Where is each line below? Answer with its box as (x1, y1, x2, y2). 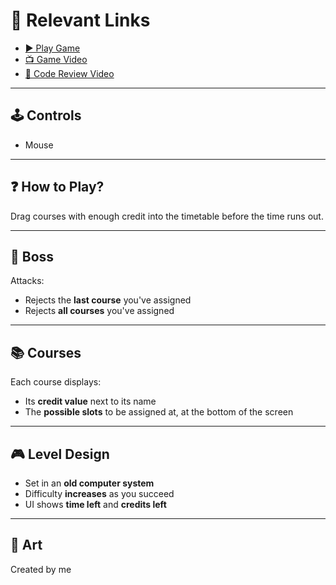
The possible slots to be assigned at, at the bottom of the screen (24, 406, 294, 418)
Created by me (10, 563, 72, 575)
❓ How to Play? (10, 179, 105, 196)
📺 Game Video (24, 53, 88, 65)
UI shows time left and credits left (24, 499, 167, 510)
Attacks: (10, 275, 45, 287)
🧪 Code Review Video (24, 67, 115, 79)
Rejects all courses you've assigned (24, 305, 175, 317)
